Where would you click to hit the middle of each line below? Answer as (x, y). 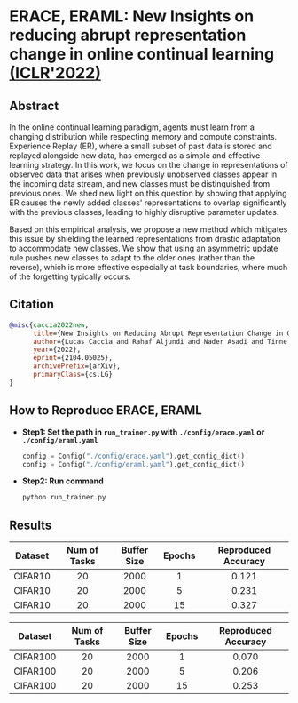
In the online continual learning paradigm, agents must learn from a (132, 127)
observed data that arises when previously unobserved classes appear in (143, 174)
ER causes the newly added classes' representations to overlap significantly (148, 203)
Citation (32, 304)
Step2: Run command (63, 481)
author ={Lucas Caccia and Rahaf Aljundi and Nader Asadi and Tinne (160, 341)
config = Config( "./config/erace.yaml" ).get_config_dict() (133, 456)
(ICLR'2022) (55, 73)
